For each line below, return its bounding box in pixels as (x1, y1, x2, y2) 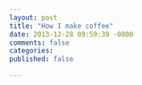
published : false (9, 55, 74, 64)
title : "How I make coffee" (9, 21, 114, 30)
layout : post (9, 13, 58, 22)
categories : (9, 47, 54, 55)
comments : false (9, 38, 70, 47)
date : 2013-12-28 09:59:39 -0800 (9, 30, 134, 38)
